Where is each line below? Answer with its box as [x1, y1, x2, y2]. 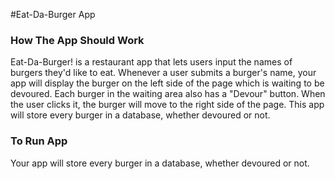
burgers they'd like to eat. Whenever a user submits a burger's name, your [10, 67, 317, 79]
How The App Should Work [10, 33, 145, 47]
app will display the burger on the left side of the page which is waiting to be [10, 77, 325, 89]
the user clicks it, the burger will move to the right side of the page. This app [10, 99, 325, 111]
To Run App [10, 134, 68, 148]
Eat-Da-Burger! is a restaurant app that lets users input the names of [10, 56, 293, 68]
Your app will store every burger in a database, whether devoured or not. [10, 157, 310, 169]
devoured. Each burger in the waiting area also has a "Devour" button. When [10, 88, 326, 100]
